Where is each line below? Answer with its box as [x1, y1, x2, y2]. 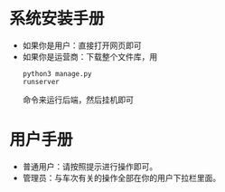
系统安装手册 [9, 8, 106, 29]
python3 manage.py [22, 69, 92, 78]
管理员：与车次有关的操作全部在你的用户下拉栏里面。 [22, 172, 221, 183]
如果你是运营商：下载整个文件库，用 [22, 51, 158, 62]
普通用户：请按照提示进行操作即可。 [22, 160, 158, 172]
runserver [22, 77, 61, 86]
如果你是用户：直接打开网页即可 [22, 40, 142, 51]
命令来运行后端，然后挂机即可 [22, 94, 134, 105]
